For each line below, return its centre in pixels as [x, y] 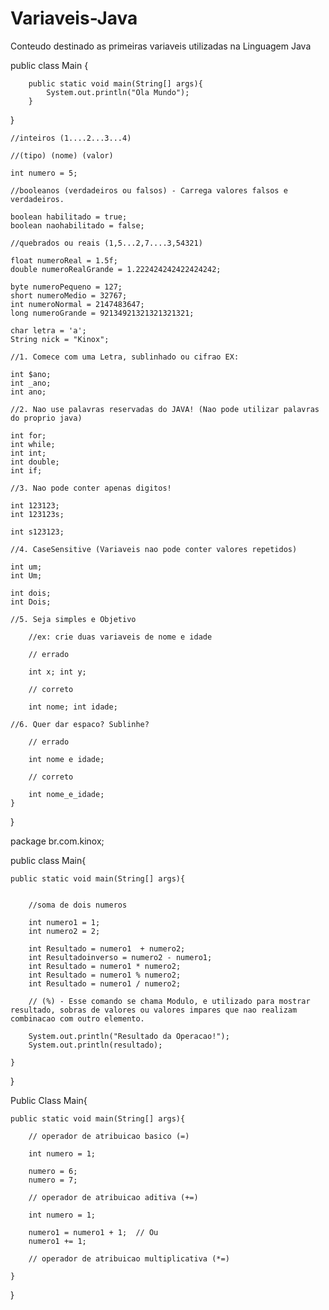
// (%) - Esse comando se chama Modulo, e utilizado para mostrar [169, 1001]
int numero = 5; [44, 173]
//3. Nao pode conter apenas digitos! [91, 488]
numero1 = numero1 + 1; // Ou [93, 1232]
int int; [28, 453]
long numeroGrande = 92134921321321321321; [102, 313]
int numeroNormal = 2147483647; [77, 304]
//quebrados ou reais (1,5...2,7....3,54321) [106, 243]
